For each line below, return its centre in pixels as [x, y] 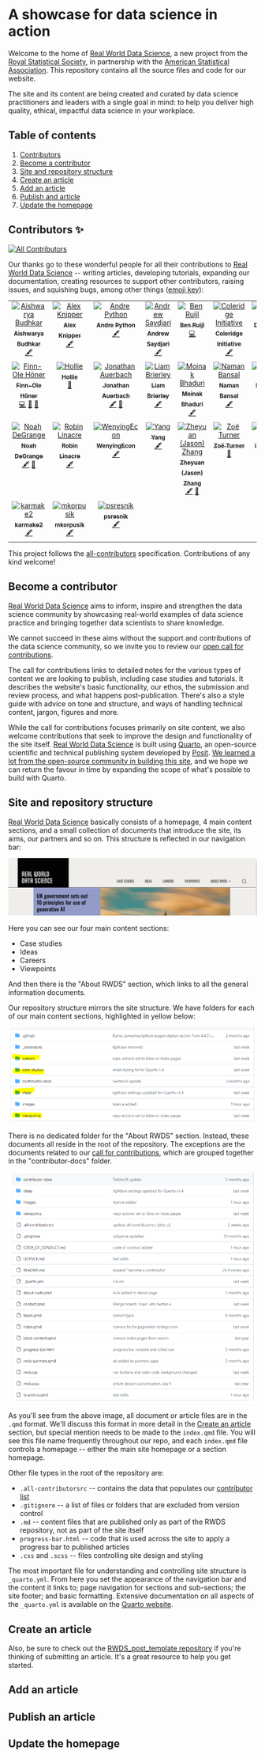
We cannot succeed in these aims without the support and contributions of [130, 637]
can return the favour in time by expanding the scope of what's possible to [129, 769]
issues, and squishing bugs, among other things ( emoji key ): [106, 289]
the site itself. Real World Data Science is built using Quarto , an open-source [132, 744]
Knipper [70, 335]
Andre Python [116, 326]
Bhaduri [192, 404]
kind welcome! [32, 561]
